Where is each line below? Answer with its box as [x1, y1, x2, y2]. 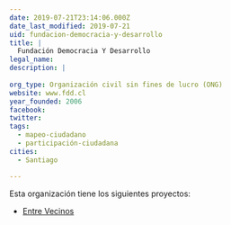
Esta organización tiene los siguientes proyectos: [9, 188, 191, 199]
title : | [9, 38, 42, 48]
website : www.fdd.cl [9, 88, 87, 97]
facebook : [9, 105, 47, 114]
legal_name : [9, 55, 54, 64]
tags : [9, 122, 30, 131]
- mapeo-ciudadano [17, 130, 87, 139]
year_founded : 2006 [9, 96, 83, 106]
